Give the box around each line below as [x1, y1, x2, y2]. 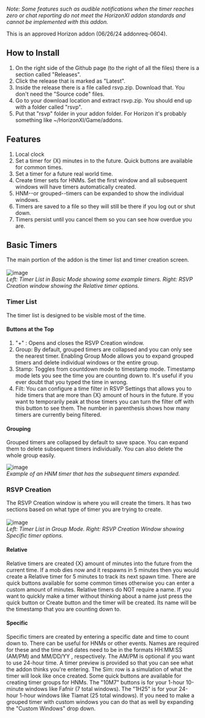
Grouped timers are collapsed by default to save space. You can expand [6, 439, 188, 446]
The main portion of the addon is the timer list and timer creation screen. [6, 256, 190, 263]
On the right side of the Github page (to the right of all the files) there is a [15, 64, 199, 71]
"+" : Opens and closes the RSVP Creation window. [15, 339, 145, 346]
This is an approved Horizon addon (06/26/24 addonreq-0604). [6, 30, 168, 37]
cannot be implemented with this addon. [6, 18, 108, 25]
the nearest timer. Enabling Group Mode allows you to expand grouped [15, 352, 194, 360]
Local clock [15, 150, 45, 158]
